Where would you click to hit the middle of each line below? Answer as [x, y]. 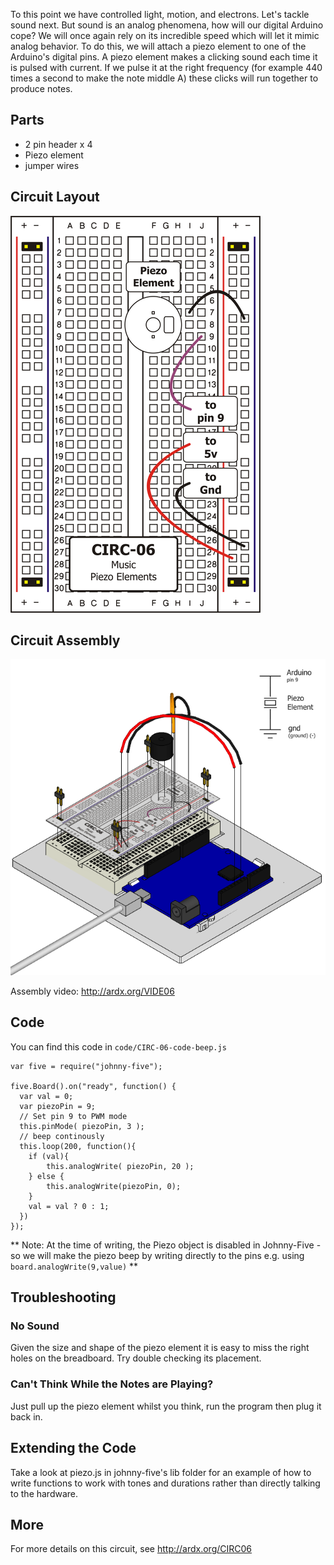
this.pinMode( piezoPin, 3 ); [82, 1126]
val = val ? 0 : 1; [69, 1206]
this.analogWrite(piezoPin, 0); [114, 1186]
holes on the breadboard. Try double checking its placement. [136, 1358]
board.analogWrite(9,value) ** [74, 1266]
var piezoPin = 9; [58, 1106]
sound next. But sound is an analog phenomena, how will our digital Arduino [167, 25]
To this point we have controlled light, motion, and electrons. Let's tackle [160, 14]
